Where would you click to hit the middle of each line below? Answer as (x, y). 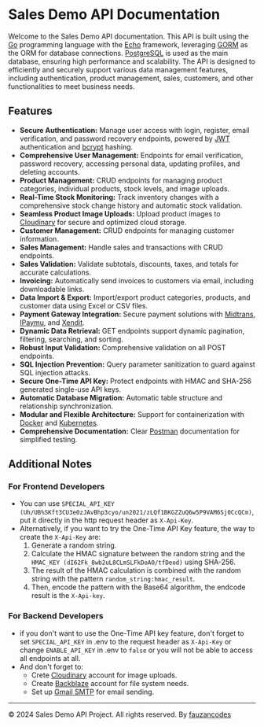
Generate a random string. (74, 545)
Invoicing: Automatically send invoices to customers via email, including (136, 280)
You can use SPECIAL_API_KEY (67, 504)
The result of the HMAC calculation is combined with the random (136, 570)
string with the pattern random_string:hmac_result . (113, 579)
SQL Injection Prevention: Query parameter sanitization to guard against (137, 364)
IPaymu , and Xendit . (52, 322)
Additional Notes (50, 465)
